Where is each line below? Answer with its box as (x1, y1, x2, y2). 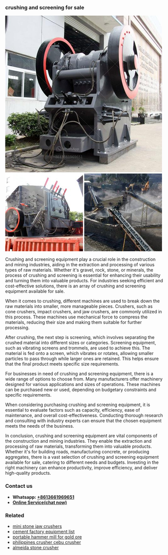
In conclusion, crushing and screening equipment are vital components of (5, 433, 157, 439)
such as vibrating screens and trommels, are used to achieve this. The (5, 345, 150, 351)
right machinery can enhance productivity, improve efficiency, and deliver (5, 465, 158, 471)
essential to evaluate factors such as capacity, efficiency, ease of (5, 407, 140, 413)
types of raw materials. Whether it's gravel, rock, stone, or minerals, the (5, 267, 153, 273)
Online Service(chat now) (12, 499, 67, 505)
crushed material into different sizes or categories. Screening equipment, (5, 340, 156, 346)
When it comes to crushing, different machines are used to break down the (5, 298, 160, 304)
